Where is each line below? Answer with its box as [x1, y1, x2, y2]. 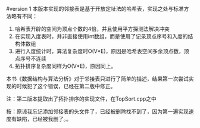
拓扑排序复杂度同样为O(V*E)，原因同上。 [14, 63, 117, 70]
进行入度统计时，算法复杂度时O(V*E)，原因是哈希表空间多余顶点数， [14, 48, 185, 55]
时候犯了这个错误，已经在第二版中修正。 [16, 83, 116, 89]
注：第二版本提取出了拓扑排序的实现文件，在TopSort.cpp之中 [6, 95, 157, 102]
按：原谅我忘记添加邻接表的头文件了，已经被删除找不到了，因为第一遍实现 [6, 108, 189, 115]
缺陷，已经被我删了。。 [16, 115, 71, 122]
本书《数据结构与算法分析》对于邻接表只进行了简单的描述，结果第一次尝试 [6, 75, 189, 82]
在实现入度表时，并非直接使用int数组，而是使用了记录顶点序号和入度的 [14, 33, 189, 40]
